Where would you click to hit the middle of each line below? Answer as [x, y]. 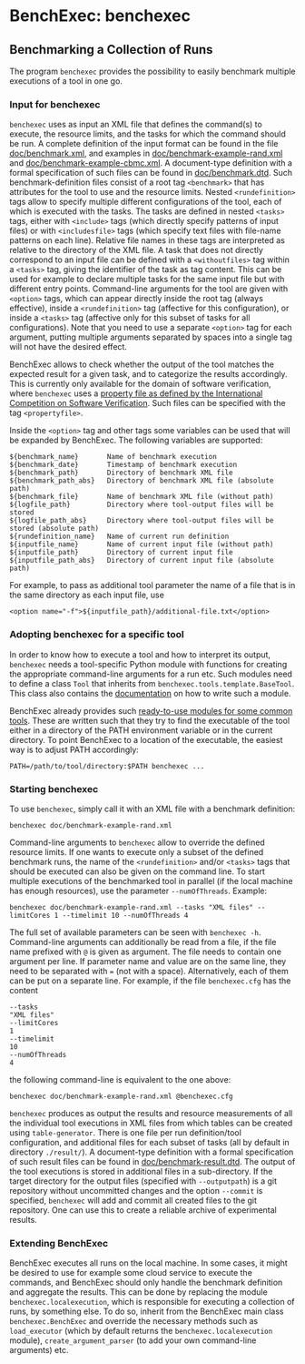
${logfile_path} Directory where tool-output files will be [142, 505]
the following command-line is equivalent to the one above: [120, 1079]
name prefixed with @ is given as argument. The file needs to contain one [145, 952]
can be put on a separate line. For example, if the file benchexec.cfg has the [150, 981]
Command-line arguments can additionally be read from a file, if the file [143, 942]
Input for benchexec [55, 104]
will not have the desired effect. [68, 347]
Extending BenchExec [59, 1243]
